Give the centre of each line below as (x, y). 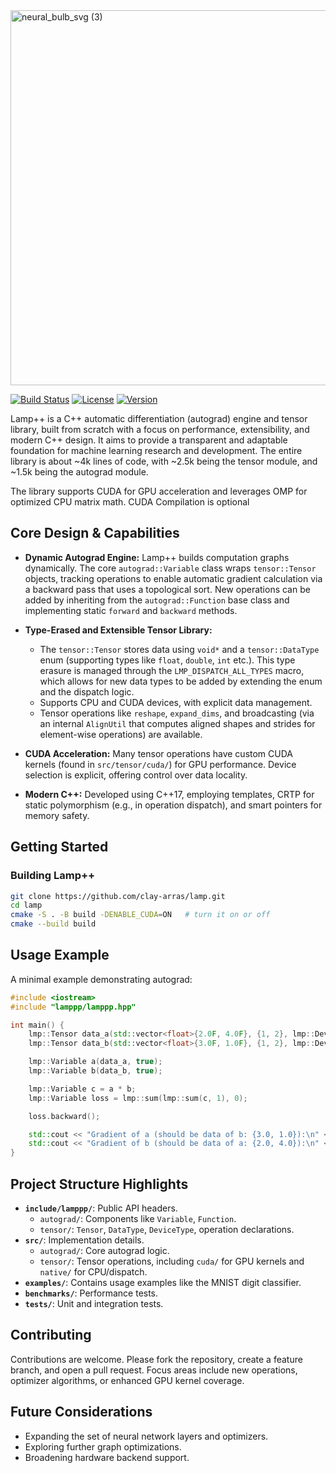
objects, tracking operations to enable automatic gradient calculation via (173, 578)
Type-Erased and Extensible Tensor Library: (118, 630)
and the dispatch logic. (87, 691)
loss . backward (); (64, 1116)
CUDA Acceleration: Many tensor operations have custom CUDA (158, 753)
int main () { (37, 1025)
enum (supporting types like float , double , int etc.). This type (167, 660)
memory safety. (57, 815)
